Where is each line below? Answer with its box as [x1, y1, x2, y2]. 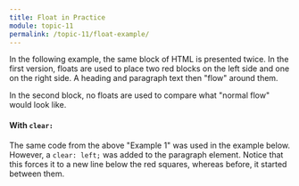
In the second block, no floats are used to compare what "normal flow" [9, 90, 270, 101]
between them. [9, 168, 65, 179]
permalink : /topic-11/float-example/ [9, 29, 150, 38]
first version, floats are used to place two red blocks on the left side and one [9, 63, 290, 74]
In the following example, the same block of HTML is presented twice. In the [9, 54, 289, 65]
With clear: [9, 119, 54, 130]
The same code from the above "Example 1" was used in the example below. [9, 140, 290, 150]
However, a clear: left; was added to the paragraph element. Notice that [9, 149, 284, 160]
